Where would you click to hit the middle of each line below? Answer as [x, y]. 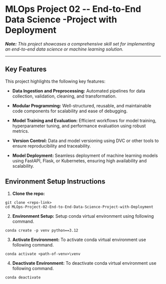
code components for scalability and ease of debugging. [70, 111]
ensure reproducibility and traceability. [52, 146]
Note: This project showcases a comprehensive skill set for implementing [80, 44]
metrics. [21, 131]
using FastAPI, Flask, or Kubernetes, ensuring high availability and [79, 161]
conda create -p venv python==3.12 [42, 230]
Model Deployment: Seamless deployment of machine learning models [85, 155]
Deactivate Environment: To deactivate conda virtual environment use [84, 263]
